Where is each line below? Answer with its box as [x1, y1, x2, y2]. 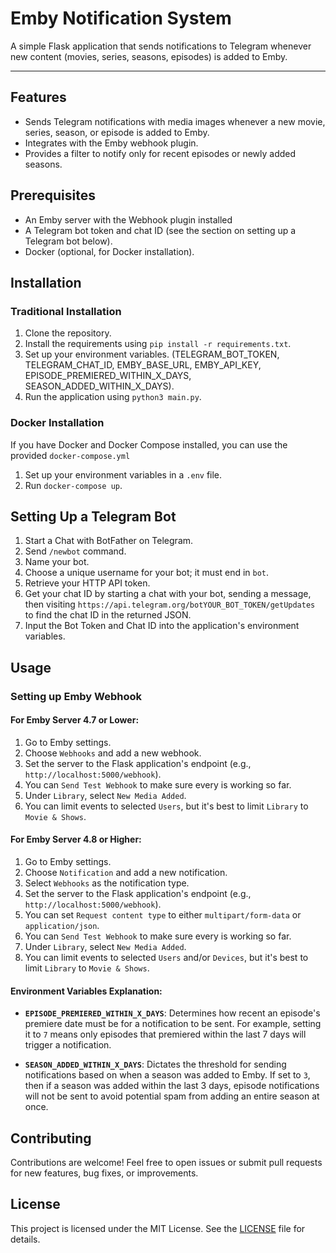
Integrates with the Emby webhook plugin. [24, 137, 199, 149]
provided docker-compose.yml [10, 449, 131, 461]
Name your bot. [24, 556, 90, 568]
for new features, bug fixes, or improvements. [10, 1167, 199, 1179]
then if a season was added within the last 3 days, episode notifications [24, 1080, 320, 1092]
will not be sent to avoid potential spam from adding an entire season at [24, 1090, 320, 1102]
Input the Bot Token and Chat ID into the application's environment [24, 620, 300, 632]
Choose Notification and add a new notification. [24, 867, 228, 879]
